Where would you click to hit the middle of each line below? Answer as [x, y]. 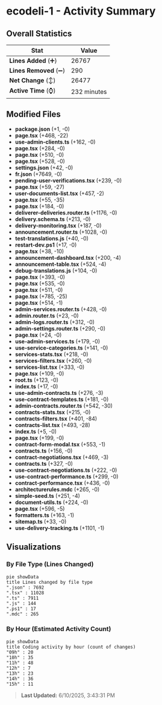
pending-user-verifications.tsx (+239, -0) [68, 180]
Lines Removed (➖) [37, 71]
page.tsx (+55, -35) [40, 200]
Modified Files [34, 114]
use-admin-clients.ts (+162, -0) [55, 142]
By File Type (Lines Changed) [50, 564]
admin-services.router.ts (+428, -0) [61, 309]
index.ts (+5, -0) [36, 431]
